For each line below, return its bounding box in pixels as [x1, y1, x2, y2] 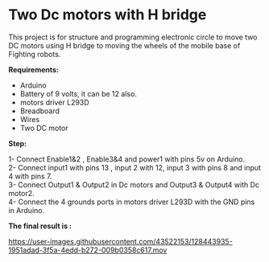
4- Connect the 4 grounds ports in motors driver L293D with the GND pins [8, 197, 255, 207]
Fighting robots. [8, 49, 61, 59]
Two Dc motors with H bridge [8, 6, 207, 24]
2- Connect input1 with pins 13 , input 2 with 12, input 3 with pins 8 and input [8, 162, 262, 172]
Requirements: [8, 64, 59, 74]
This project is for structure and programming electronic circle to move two [8, 32, 258, 42]
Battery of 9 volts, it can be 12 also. [19, 88, 137, 98]
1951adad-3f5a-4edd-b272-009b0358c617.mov [8, 245, 168, 255]
